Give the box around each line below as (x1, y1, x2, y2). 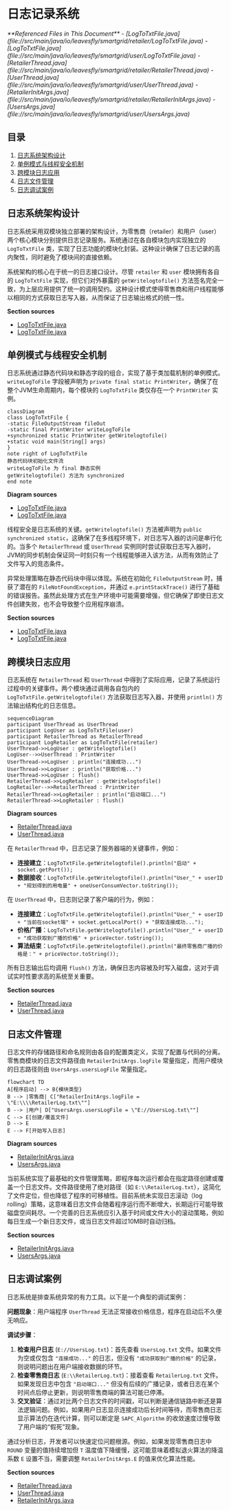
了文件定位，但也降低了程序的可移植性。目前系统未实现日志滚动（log (7, 1191, 203, 1199)
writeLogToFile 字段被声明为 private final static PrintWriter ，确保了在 (7, 378, 219, 386)
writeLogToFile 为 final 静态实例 (7, 465, 101, 472)
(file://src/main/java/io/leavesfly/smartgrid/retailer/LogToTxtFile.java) (7, 36, 204, 45)
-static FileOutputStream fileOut (7, 420, 107, 427)
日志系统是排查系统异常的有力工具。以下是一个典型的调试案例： (7, 1292, 188, 1301)
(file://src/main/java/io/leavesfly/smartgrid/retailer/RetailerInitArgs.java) (7, 95, 212, 103)
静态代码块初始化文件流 (7, 458, 64, 465)
